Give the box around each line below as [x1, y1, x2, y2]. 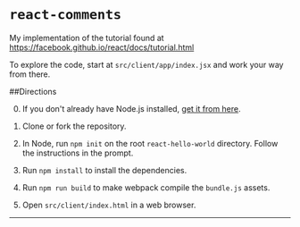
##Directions [9, 86, 57, 97]
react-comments [9, 6, 122, 23]
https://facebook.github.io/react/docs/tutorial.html [9, 42, 195, 53]
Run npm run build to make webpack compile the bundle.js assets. [21, 181, 271, 193]
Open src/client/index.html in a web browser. [21, 199, 196, 210]
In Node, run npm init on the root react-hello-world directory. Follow [21, 138, 279, 148]
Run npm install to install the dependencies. [21, 164, 187, 175]
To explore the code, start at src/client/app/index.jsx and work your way [9, 59, 284, 70]
